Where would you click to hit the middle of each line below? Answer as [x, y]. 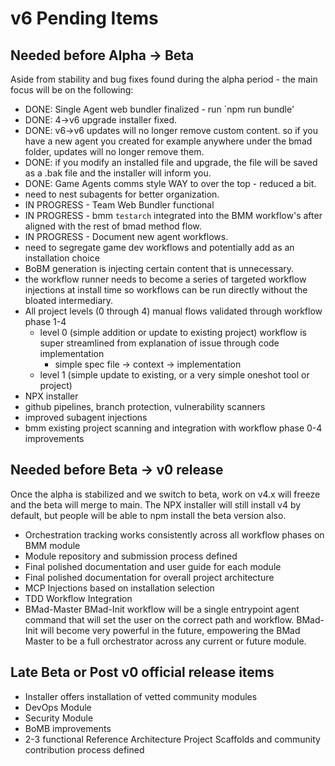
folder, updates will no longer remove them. [114, 151]
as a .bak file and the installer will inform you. [118, 173]
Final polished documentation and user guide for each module [153, 566]
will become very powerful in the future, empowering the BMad [170, 630]
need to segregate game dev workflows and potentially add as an [159, 247]
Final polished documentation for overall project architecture [149, 577]
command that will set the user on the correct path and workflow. [159, 619]
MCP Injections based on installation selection [119, 588]
